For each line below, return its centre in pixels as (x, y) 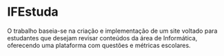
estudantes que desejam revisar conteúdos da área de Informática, (102, 38)
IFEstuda (33, 12)
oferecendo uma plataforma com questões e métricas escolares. (99, 45)
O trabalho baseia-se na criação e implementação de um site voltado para (112, 31)
